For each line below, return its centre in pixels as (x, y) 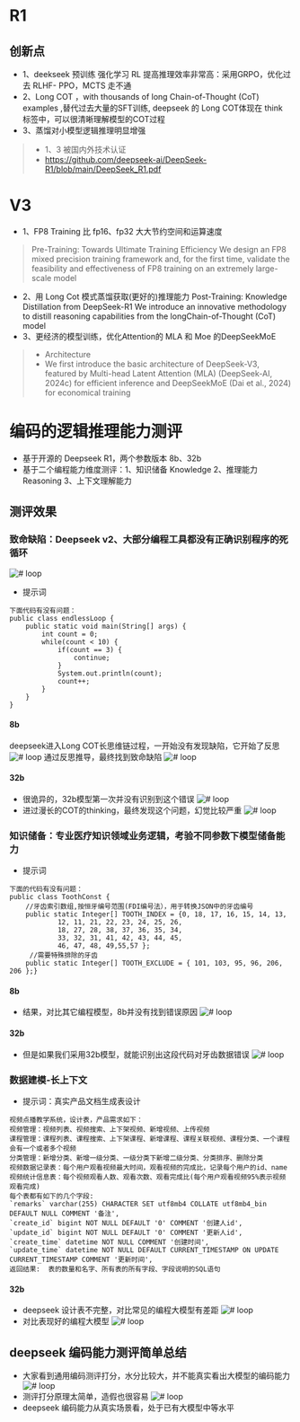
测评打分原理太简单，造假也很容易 (85, 1396)
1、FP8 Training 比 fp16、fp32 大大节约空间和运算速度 (122, 231)
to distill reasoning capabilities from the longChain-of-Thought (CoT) (149, 316)
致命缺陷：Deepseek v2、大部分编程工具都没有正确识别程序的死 (149, 540)
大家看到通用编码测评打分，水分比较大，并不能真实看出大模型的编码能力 (156, 1375)
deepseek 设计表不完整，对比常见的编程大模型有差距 (120, 1310)
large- (267, 268)
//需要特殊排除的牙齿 (64, 956)
